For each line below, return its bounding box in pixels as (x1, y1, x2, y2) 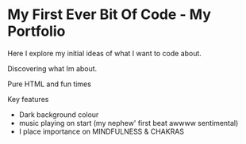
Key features (7, 94, 49, 104)
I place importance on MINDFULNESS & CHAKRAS (18, 127, 184, 136)
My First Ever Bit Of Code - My (7, 6, 212, 24)
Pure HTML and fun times (7, 79, 92, 89)
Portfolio (7, 22, 66, 40)
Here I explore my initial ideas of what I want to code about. (7, 48, 202, 58)
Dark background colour (18, 109, 99, 119)
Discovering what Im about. (7, 63, 98, 73)
